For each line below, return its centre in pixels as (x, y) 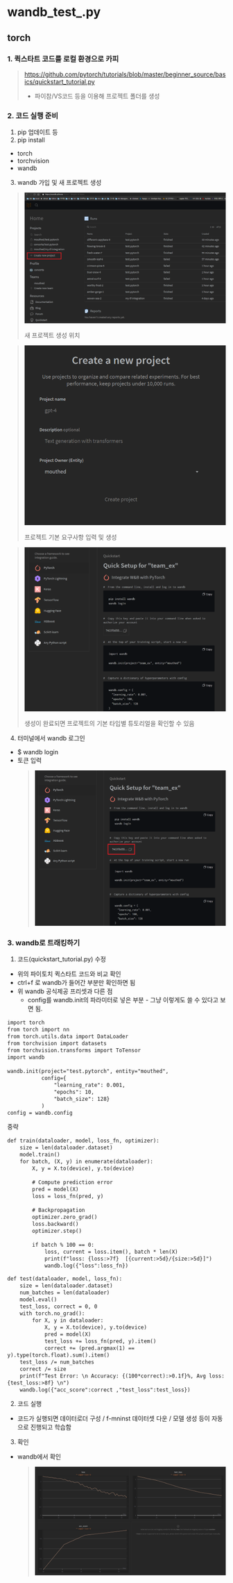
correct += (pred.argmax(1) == (89, 1348)
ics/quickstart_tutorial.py (59, 81)
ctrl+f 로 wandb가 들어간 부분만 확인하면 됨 (76, 983)
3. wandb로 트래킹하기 (44, 943)
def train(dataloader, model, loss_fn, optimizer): (83, 1141)
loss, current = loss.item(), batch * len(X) (111, 1252)
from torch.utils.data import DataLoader (68, 1037)
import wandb (26, 1058)
